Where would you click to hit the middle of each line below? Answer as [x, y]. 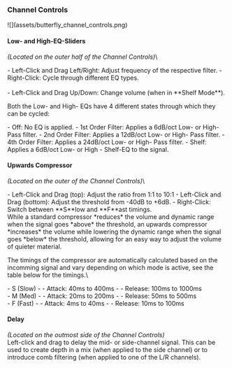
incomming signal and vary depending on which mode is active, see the [110, 267]
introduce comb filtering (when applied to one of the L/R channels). [104, 357]
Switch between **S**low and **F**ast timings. [80, 209]
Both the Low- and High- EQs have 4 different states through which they [111, 106]
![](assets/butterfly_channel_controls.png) [67, 25]
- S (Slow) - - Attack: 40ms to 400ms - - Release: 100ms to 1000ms [105, 288]
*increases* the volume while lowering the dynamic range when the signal [114, 232]
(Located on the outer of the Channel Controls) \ [76, 181]
